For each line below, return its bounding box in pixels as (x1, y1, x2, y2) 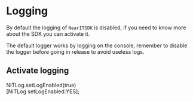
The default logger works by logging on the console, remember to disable (6, 42, 188, 49)
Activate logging (6, 66, 69, 76)
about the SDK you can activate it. (6, 30, 90, 37)
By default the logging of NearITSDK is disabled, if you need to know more (6, 24, 186, 31)
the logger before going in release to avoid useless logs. (6, 48, 145, 55)
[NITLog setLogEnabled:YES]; (6, 88, 79, 95)
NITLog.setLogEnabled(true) (6, 81, 76, 88)
